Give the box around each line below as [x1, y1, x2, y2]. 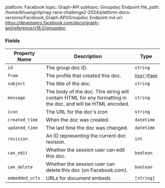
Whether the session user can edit [46, 147, 125, 154]
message [7, 95, 26, 101]
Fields [5, 37, 20, 44]
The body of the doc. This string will [46, 88, 129, 95]
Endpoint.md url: [89, 15, 123, 20]
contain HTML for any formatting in [46, 94, 127, 101]
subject [7, 81, 26, 86]
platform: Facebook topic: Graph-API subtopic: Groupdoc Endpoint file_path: [5, 4, 160, 10]
